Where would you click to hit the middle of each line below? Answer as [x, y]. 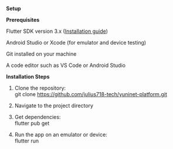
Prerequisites [23, 20]
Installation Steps [28, 77]
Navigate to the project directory [54, 106]
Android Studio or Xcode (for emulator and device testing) [76, 43]
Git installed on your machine [41, 54]
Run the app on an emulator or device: [61, 135]
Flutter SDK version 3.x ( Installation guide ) [57, 31]
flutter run [27, 141]
